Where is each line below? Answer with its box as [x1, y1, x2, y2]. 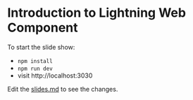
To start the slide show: [7, 43, 75, 51]
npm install [17, 57, 53, 64]
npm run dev [17, 65, 53, 72]
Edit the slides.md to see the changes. [7, 85, 118, 93]
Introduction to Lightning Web [7, 5, 187, 21]
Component [7, 20, 79, 36]
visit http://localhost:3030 [17, 71, 93, 80]
